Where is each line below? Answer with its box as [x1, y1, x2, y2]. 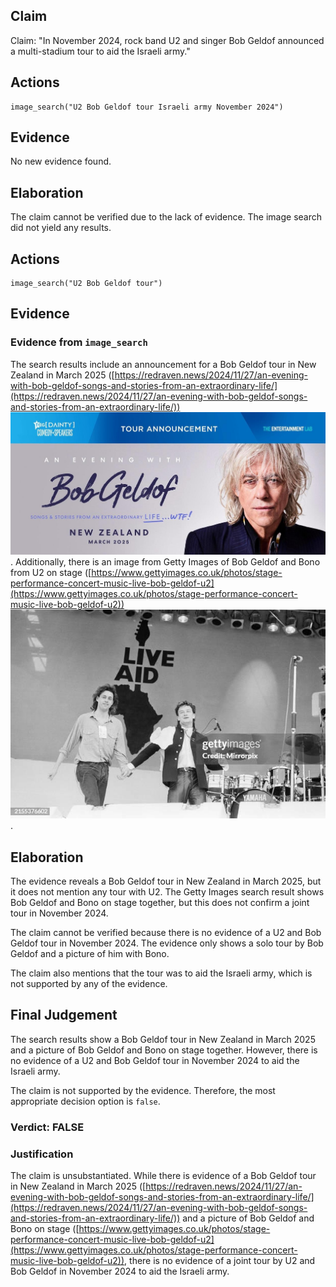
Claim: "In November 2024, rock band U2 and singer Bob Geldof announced [10, 34, 325, 46]
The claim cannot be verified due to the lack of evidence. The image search [10, 211, 323, 223]
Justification [10, 1147, 74, 1161]
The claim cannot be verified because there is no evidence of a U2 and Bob [10, 927, 322, 938]
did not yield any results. [10, 222, 112, 234]
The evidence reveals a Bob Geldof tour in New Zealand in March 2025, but [10, 875, 322, 887]
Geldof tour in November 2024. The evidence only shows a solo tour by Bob [10, 937, 324, 949]
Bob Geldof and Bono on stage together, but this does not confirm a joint [10, 897, 310, 908]
